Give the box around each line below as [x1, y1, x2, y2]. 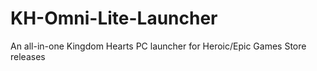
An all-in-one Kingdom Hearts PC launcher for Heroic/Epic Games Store [10, 40, 307, 52]
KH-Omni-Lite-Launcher [10, 7, 218, 30]
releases [10, 50, 46, 62]
